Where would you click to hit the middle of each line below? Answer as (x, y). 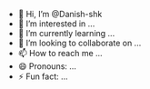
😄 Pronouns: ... (47, 66)
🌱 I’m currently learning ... (66, 33)
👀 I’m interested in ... (56, 24)
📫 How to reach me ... (60, 53)
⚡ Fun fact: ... (43, 76)
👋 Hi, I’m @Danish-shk (60, 14)
